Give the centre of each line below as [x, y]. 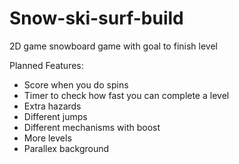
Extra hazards [52, 106]
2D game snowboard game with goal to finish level [113, 46]
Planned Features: [46, 65]
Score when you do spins [76, 84]
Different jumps [55, 116]
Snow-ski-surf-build [96, 18]
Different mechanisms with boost [92, 127]
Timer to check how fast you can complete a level [126, 95]
